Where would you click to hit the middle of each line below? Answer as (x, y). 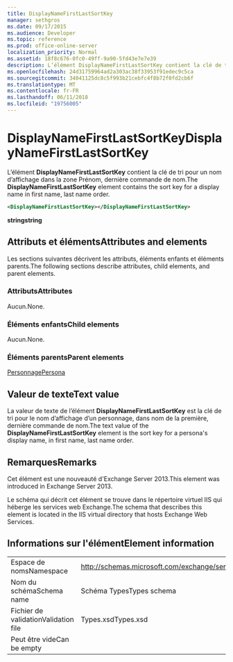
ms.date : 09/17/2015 (37, 26)
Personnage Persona (36, 372)
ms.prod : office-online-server (52, 46)
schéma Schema (37, 591)
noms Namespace (39, 570)
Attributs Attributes (40, 291)
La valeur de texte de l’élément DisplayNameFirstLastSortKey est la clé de (114, 411)
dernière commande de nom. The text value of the (78, 426)
